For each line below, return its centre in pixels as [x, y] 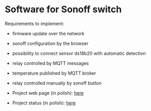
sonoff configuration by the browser [50, 43]
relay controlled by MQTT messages [50, 63]
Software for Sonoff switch [63, 9]
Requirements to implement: [35, 24]
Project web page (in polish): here [48, 93]
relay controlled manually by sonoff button [57, 83]
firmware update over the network [48, 33]
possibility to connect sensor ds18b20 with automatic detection [79, 53]
